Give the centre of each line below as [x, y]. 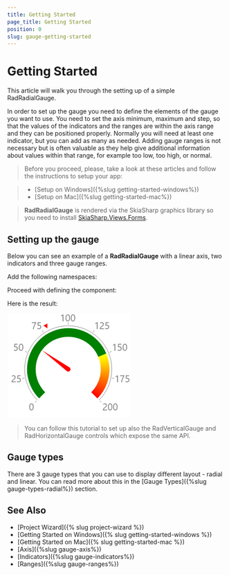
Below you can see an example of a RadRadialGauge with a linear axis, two [115, 256]
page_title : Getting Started [49, 22]
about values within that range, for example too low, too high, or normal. [110, 155]
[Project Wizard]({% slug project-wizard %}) [81, 527]
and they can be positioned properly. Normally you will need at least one [110, 133]
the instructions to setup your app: [73, 176]
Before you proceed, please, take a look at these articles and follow [120, 169]
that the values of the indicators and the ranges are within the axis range [111, 126]
